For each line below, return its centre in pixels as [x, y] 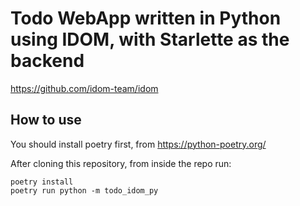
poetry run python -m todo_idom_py [84, 190]
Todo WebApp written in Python [146, 18]
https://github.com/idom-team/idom [84, 88]
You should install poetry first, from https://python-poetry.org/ [138, 144]
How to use [46, 120]
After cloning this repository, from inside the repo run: [121, 163]
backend [47, 61]
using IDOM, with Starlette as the [150, 39]
